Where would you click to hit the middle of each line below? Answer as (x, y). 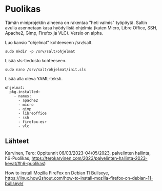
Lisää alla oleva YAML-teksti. (34, 78)
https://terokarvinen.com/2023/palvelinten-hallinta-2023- (90, 158)
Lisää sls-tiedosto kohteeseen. (36, 60)
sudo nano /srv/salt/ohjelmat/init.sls (46, 70)
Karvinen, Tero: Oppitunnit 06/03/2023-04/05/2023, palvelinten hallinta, (78, 153)
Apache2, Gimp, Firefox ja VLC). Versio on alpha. (54, 33)
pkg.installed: (25, 92)
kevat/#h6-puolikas (25, 163)
